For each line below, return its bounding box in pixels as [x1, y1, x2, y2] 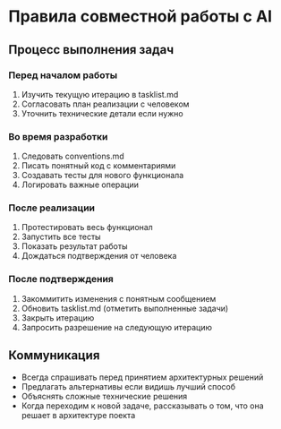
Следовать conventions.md [21, 150, 124, 162]
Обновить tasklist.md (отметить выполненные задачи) [21, 303, 229, 313]
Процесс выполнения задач [8, 42, 175, 57]
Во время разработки [8, 130, 108, 142]
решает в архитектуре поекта [21, 409, 136, 420]
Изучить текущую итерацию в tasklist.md [21, 89, 179, 99]
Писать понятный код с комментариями [21, 160, 176, 171]
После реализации [8, 202, 96, 214]
